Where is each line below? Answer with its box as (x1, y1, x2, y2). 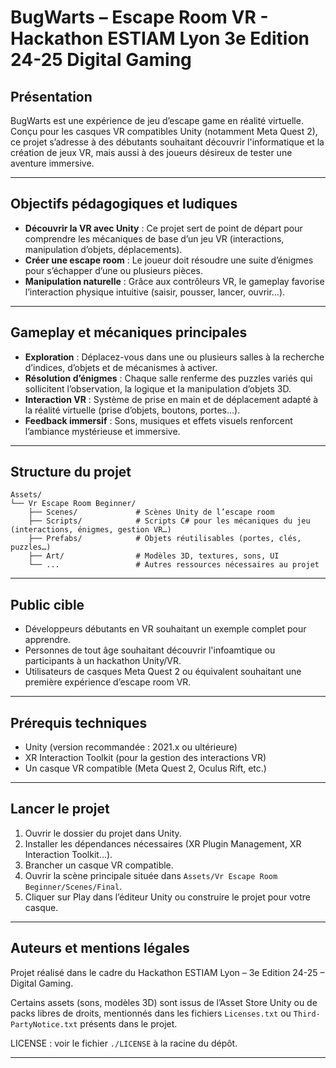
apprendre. (24, 634, 72, 646)
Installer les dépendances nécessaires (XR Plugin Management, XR (24, 837, 302, 850)
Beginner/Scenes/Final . (24, 880, 123, 892)
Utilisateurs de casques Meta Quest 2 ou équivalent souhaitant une (24, 666, 302, 678)
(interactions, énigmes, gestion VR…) (10, 525, 172, 535)
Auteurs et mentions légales (10, 940, 190, 957)
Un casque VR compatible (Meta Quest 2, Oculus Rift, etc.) (24, 762, 267, 775)
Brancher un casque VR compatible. (24, 859, 174, 871)
